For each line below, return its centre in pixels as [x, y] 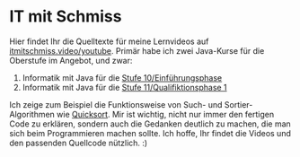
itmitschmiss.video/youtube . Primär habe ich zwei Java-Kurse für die [137, 50]
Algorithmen [32, 114]
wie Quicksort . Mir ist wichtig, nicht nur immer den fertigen [166, 114]
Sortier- [238, 104]
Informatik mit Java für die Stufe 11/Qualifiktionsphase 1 [124, 87]
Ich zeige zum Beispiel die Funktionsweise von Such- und [116, 104]
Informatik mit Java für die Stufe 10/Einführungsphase [122, 77]
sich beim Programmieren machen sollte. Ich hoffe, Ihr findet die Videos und [150, 133]
